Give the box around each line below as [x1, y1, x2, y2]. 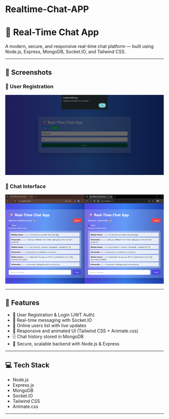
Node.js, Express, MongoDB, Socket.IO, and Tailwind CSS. [5, 49, 126, 55]
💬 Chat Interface [5, 183, 46, 190]
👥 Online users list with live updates [12, 323, 87, 329]
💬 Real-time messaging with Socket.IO [12, 317, 92, 323]
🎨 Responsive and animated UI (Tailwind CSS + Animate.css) [12, 328, 139, 334]
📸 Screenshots [5, 68, 52, 77]
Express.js [12, 382, 34, 388]
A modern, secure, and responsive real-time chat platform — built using [5, 43, 154, 49]
